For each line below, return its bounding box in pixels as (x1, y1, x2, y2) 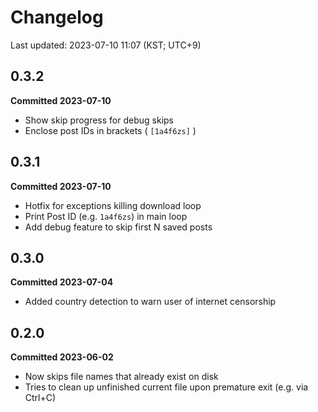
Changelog (10, 6, 104, 29)
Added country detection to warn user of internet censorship (24, 296, 277, 308)
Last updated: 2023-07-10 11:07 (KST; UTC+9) (10, 39, 202, 51)
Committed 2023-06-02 (10, 351, 114, 363)
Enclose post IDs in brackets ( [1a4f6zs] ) (24, 124, 197, 136)
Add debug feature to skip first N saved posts (24, 221, 213, 233)
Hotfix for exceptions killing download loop (24, 199, 202, 211)
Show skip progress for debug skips (24, 114, 174, 126)
